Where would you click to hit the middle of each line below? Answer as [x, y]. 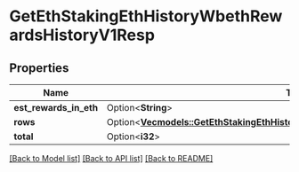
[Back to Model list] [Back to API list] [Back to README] [111, 158]
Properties [39, 68]
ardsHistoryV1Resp [82, 35]
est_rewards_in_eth [56, 108]
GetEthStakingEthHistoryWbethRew [146, 16]
